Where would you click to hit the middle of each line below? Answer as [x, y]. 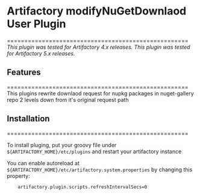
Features [24, 73]
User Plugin [36, 24]
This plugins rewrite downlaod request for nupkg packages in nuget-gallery [101, 93]
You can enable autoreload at [43, 163]
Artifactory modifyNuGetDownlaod [97, 11]
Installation [28, 119]
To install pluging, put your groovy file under [62, 145]
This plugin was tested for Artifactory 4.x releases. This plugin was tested [98, 47]
